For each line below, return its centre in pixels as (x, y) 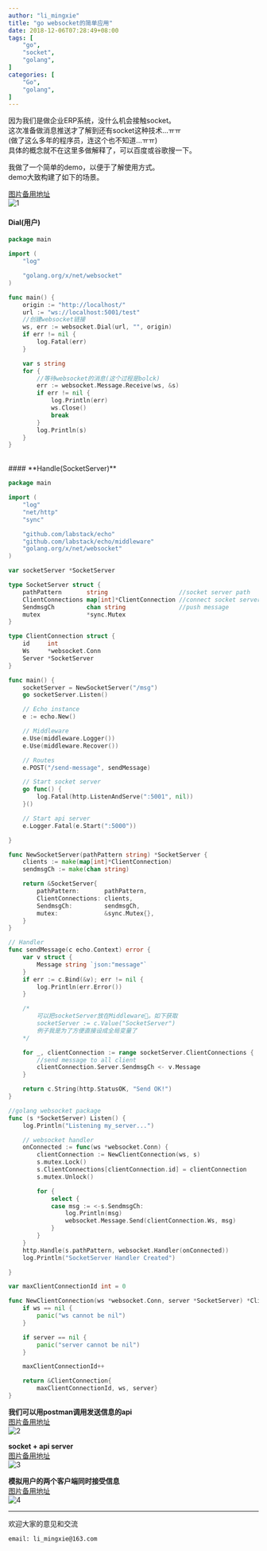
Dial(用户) (25, 222)
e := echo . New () (50, 717)
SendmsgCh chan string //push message (126, 607)
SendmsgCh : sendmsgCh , (89, 906)
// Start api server (56, 818)
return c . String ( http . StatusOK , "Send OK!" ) (97, 1089)
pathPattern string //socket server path (136, 592)
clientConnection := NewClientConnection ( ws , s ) (119, 1155)
